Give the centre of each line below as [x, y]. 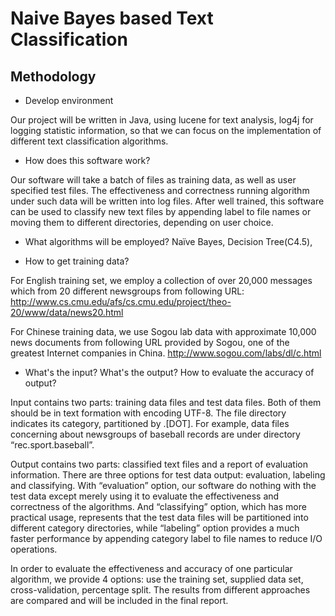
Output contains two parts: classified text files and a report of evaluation [159, 464]
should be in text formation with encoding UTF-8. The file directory [148, 413]
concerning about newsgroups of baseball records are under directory [155, 434]
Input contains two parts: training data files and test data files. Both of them [166, 402]
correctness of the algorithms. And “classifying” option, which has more [158, 506]
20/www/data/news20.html [67, 312]
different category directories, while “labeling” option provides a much [155, 528]
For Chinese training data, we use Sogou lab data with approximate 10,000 [163, 331]
